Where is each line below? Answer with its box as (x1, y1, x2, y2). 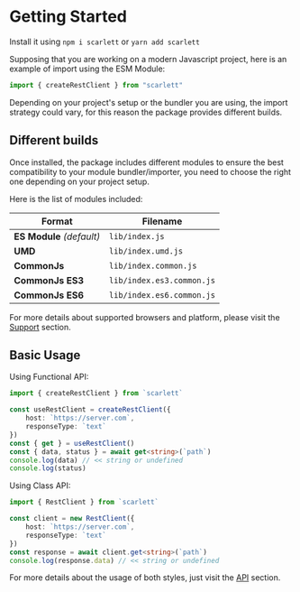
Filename (141, 215, 183, 227)
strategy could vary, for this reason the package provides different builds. (9, 106, 283, 117)
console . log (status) (9, 464, 87, 473)
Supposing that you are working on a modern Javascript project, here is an (9, 53, 287, 64)
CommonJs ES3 (14, 273, 84, 286)
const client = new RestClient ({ (9, 514, 135, 523)
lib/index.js (109, 231, 165, 241)
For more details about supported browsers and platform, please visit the (9, 311, 281, 322)
